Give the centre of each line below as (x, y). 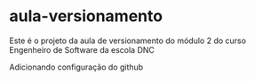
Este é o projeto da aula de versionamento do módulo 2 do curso (128, 40)
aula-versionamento (86, 16)
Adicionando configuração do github (76, 67)
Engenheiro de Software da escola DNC (82, 49)
